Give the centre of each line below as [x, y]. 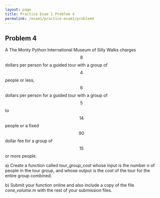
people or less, [20, 80]
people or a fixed [22, 126]
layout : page [18, 9]
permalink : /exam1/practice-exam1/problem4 [50, 18]
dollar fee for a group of [29, 141]
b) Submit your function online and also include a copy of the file [70, 185]
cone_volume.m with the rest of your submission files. [59, 190]
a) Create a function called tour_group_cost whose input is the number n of [80, 165]
